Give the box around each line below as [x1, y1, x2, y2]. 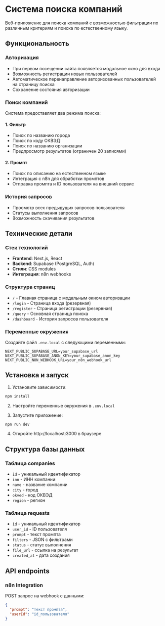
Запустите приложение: [12, 412, 63, 418]
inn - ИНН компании [12, 476, 56, 483]
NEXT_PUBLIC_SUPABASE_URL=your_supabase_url [5, 349, 98, 354]
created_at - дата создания [12, 552, 70, 558]
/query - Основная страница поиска [12, 311, 88, 316]
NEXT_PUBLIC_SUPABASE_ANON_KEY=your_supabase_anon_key [5, 353, 121, 358]
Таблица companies [5, 460, 55, 467]
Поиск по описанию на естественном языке [12, 171, 106, 177]
